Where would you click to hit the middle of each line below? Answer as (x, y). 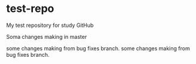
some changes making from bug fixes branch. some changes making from (98, 48)
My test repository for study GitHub (50, 25)
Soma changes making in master (46, 36)
